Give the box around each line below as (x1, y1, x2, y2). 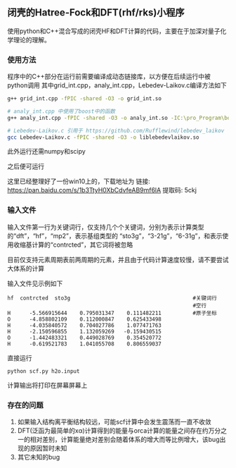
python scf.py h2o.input (7, 367, 80, 375)
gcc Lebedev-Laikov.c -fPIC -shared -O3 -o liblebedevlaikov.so (7, 133, 199, 141)
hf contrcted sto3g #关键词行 (7, 295, 218, 302)
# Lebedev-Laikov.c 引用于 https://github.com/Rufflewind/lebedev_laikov (7, 127, 225, 134)
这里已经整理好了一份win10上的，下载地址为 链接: (7, 177, 151, 185)
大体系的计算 (7, 264, 44, 273)
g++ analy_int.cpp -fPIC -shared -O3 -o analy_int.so (7, 114, 169, 121)
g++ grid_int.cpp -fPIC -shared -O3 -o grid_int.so (7, 95, 162, 102)
